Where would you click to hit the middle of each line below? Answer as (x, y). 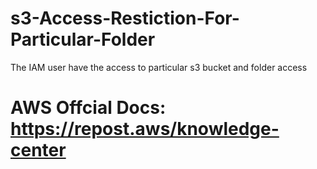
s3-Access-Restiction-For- (125, 18)
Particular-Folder (83, 39)
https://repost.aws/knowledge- (145, 129)
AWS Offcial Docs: (88, 108)
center (38, 150)
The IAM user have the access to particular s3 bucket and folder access (159, 67)
